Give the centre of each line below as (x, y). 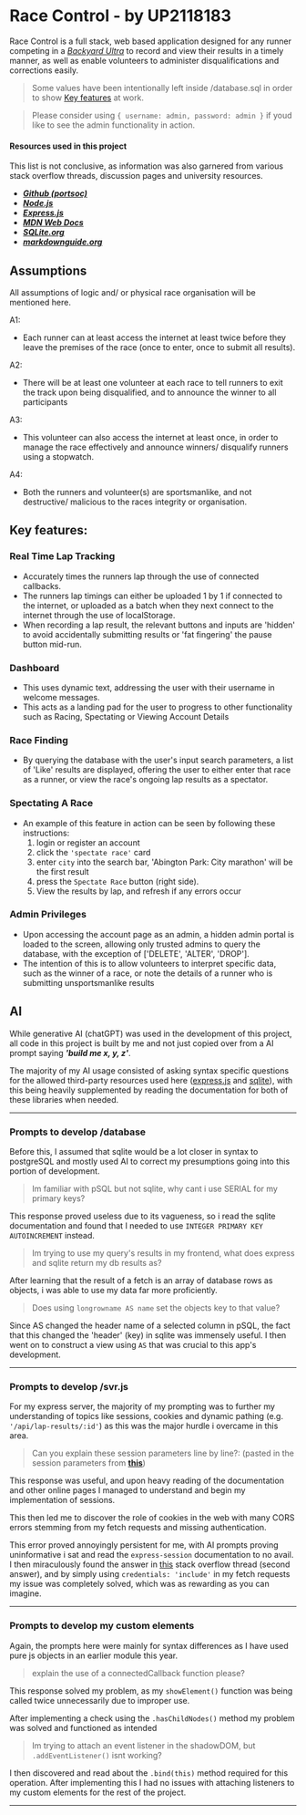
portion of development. (55, 1171)
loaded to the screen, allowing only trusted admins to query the (142, 944)
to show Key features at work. (87, 98)
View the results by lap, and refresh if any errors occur (138, 891)
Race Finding (39, 740)
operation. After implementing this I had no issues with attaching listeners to (152, 1782)
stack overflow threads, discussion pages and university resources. (136, 176)
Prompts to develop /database (78, 1132)
